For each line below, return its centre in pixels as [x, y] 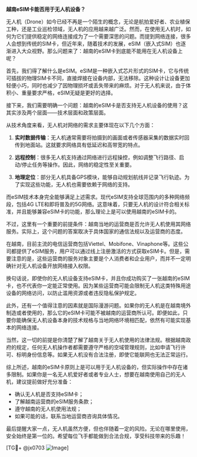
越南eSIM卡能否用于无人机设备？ [46, 9]
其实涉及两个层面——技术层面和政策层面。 [57, 113]
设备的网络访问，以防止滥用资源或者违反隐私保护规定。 [73, 293]
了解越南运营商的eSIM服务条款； [54, 402]
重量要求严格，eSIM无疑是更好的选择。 [69, 93]
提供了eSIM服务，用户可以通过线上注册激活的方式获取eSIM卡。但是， [101, 251]
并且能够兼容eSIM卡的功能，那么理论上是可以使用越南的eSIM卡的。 [98, 211]
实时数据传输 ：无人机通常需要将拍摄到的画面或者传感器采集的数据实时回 [102, 138]
